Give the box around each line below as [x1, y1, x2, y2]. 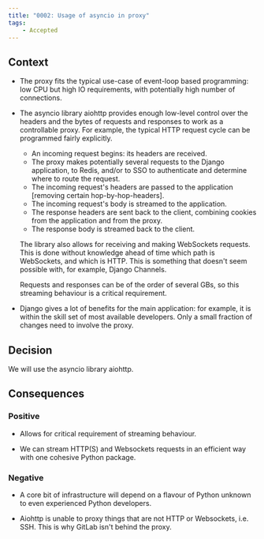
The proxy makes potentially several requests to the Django [31, 157, 225, 167]
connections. [19, 93, 62, 103]
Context [8, 55, 49, 69]
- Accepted [22, 26, 58, 34]
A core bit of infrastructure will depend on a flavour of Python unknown [19, 490, 251, 500]
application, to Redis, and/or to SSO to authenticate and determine [31, 166, 247, 175]
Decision [8, 343, 53, 357]
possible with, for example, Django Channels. [19, 265, 167, 275]
